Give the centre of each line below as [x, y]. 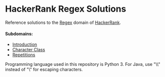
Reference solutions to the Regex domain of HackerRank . [63, 22]
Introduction [25, 44]
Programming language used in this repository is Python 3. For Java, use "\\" [83, 64]
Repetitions [24, 55]
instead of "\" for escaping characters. [44, 70]
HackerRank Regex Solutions [66, 9]
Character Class [29, 50]
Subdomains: [19, 34]
